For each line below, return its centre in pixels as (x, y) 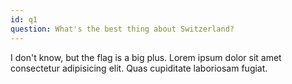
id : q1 (24, 19)
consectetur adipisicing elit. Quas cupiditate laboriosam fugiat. (139, 68)
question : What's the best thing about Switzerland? (122, 29)
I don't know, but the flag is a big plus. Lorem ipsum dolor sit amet (146, 57)
